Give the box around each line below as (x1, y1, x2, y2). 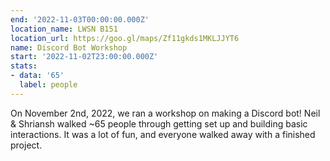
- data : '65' (10, 71, 65, 81)
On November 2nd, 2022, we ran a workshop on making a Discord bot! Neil (10, 107, 321, 119)
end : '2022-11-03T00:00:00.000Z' (10, 14, 150, 25)
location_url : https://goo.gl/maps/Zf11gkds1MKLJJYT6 (10, 33, 240, 43)
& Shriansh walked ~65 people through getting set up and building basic (10, 117, 308, 130)
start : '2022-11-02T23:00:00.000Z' (10, 52, 159, 62)
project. (10, 139, 43, 151)
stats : (10, 61, 38, 71)
